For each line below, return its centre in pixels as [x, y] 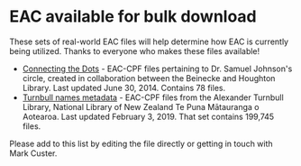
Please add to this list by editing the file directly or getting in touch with [141, 143]
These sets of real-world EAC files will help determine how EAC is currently [149, 41]
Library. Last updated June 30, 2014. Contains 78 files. [124, 88]
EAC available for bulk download [133, 17]
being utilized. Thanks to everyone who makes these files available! [135, 51]
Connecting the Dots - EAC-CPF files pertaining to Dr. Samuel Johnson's [157, 69]
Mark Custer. [33, 153]
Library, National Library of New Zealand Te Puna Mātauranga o [141, 106]
